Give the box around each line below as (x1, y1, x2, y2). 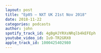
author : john (5, 26, 33, 31)
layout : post (5, 7, 33, 13)
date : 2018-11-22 (5, 17, 42, 22)
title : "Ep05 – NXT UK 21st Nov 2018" (5, 12, 87, 17)
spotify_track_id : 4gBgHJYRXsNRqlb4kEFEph (5, 31, 96, 36)
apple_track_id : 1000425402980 (5, 40, 71, 45)
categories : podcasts (5, 21, 51, 27)
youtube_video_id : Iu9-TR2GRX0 (5, 36, 71, 41)
